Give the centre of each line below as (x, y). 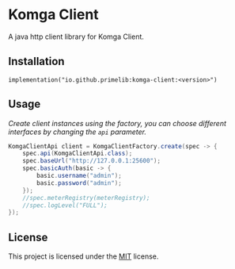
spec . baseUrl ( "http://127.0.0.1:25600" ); (91, 161)
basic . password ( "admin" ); (80, 183)
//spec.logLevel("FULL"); (65, 205)
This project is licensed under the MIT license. (83, 256)
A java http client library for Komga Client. (76, 37)
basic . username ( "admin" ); (80, 176)
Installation (36, 61)
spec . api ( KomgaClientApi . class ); (78, 154)
